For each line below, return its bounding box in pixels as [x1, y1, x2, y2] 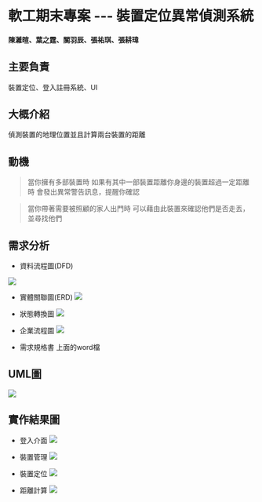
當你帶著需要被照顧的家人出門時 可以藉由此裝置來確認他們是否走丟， [27, 204, 249, 213]
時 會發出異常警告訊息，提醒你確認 [27, 187, 140, 197]
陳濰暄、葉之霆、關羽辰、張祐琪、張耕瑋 [8, 35, 139, 44]
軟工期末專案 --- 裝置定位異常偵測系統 [8, 7, 254, 25]
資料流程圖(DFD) [19, 261, 74, 271]
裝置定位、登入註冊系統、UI [8, 82, 98, 92]
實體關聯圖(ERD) [19, 293, 73, 302]
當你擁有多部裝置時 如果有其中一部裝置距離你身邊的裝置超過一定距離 [27, 177, 249, 187]
